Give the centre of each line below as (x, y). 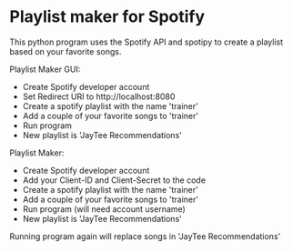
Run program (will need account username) (104, 209)
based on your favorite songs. (66, 51)
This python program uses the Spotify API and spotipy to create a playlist (146, 42)
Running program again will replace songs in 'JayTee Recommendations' (145, 236)
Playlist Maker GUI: (45, 69)
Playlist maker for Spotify (107, 17)
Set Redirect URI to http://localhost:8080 (99, 96)
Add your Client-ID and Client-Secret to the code (114, 180)
